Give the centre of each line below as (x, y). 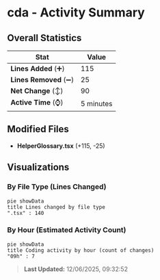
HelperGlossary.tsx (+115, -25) (61, 146)
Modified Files (38, 129)
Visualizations (38, 167)
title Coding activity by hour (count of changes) (81, 250)
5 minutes (96, 103)
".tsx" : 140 (26, 213)
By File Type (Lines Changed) (57, 187)
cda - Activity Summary (76, 13)
